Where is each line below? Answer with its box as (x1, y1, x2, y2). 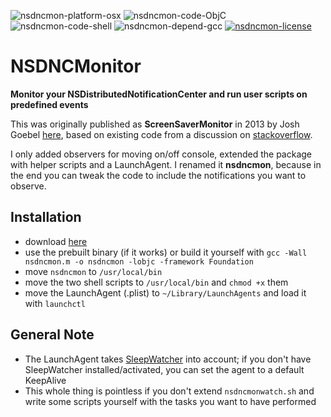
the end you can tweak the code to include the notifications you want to (10, 169, 307, 181)
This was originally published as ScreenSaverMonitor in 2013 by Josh (10, 118, 300, 130)
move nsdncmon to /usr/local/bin (24, 265, 163, 277)
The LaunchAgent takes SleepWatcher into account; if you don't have (24, 353, 312, 365)
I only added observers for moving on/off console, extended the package (10, 148, 313, 160)
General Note (10, 326, 95, 344)
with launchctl (24, 297, 86, 309)
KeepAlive (24, 374, 67, 386)
